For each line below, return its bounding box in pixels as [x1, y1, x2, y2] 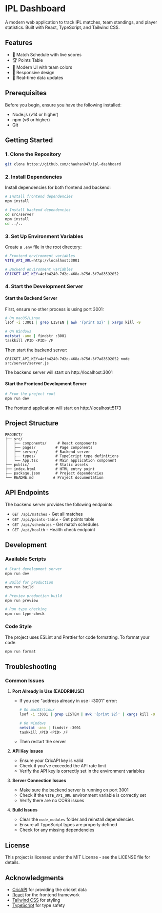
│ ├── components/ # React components [5, 441, 97, 445]
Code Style [5, 623, 32, 630]
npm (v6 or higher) [12, 116, 50, 123]
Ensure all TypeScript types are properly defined [19, 822, 117, 828]
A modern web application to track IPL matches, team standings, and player [5, 19, 158, 25]
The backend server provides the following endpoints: [5, 501, 114, 507]
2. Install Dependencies [5, 174, 62, 181]
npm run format [5, 649, 36, 654]
